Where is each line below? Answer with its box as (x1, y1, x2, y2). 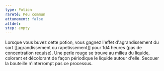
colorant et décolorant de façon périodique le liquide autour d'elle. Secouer (5, 55, 160, 61)
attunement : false (5, 16, 43, 21)
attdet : (5, 21, 21, 26)
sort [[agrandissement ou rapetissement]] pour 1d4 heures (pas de (5, 45, 142, 51)
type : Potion (5, 7, 32, 12)
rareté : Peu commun (5, 12, 46, 17)
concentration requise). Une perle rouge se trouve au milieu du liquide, (5, 50, 150, 56)
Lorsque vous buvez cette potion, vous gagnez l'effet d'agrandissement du (5, 39, 159, 45)
